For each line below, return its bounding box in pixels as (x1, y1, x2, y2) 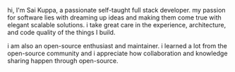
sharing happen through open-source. (7, 57, 119, 65)
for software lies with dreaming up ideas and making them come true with (7, 13, 222, 22)
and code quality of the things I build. (7, 28, 116, 36)
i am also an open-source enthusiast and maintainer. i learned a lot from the (7, 42, 227, 50)
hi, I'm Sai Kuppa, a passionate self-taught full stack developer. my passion (7, 6, 226, 14)
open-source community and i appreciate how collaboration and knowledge (7, 49, 228, 57)
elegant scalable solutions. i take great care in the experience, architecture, (7, 21, 227, 29)
